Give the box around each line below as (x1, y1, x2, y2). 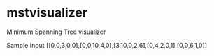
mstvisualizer (6, 5, 88, 21)
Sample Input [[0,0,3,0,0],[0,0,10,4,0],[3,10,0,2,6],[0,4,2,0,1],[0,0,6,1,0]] (6, 41, 208, 49)
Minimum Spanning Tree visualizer (6, 28, 106, 36)
